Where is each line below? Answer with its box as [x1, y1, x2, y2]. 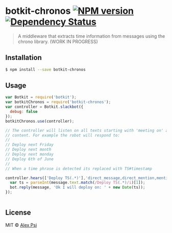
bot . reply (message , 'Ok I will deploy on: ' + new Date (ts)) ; [10, 185, 145, 190]
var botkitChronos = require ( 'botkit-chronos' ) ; [5, 100, 111, 105]
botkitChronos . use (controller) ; [5, 119, 74, 124]
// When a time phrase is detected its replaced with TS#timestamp [5, 166, 153, 171]
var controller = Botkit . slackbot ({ [5, 104, 83, 110]
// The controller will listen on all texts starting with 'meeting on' [5, 128, 164, 133]
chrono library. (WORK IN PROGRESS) [17, 38, 98, 45]
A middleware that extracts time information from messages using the [17, 33, 165, 39]
